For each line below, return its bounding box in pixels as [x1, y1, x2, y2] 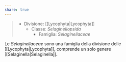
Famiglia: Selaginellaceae [38, 31, 91, 37]
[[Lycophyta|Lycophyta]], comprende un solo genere [4, 46, 111, 52]
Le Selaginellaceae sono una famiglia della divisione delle [4, 40, 121, 47]
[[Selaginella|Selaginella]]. [4, 51, 58, 57]
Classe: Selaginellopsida [31, 26, 81, 32]
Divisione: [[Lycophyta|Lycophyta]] [24, 21, 95, 27]
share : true [4, 7, 29, 12]
